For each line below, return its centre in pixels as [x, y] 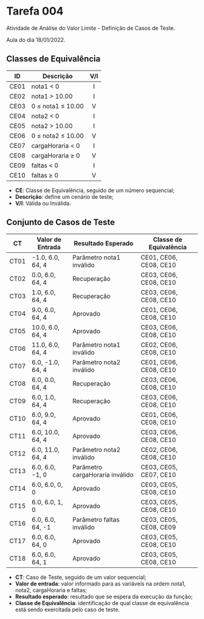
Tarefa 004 [35, 11]
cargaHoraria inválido [103, 474]
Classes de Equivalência [53, 59]
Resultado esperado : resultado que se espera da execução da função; [104, 597]
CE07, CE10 [158, 474]
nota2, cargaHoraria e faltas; [51, 590]
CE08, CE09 [158, 527]
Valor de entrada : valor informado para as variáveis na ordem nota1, [100, 583]
